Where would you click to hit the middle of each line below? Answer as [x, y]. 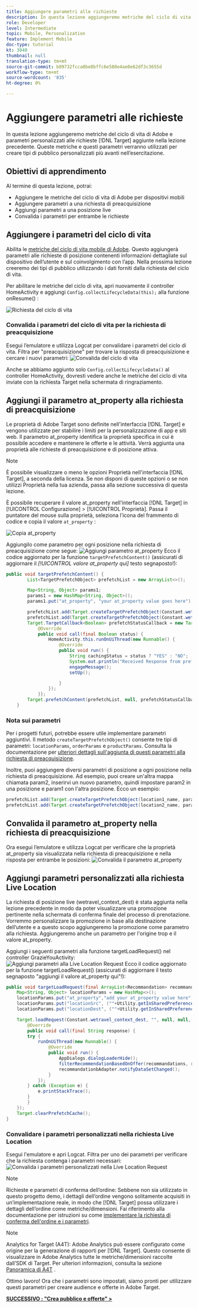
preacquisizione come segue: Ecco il [93, 551]
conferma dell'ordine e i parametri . [48, 1221]
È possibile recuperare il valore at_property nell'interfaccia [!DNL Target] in [97, 502]
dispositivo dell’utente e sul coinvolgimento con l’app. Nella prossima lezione [99, 262]
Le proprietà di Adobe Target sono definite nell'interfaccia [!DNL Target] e [96, 424]
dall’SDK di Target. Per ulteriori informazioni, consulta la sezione [84, 1263]
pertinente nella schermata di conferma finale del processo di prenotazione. [98, 914]
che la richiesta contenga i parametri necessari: [64, 1161]
